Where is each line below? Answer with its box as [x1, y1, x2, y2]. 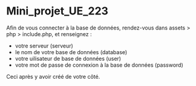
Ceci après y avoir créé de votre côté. [6, 73, 100, 80]
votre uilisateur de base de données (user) [15, 55, 122, 62]
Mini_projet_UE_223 [6, 4, 109, 18]
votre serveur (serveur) [15, 42, 74, 49]
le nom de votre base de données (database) [15, 48, 128, 55]
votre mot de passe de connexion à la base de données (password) [15, 61, 183, 69]
